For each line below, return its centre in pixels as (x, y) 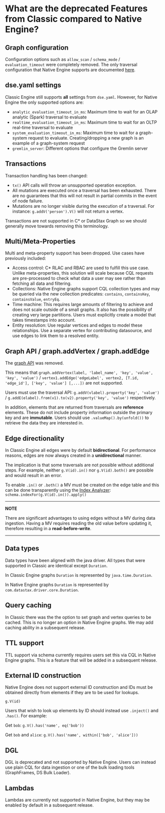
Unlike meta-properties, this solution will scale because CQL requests (83, 273)
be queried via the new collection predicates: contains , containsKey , (81, 294)
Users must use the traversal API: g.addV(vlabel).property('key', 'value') (82, 392)
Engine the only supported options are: (44, 102)
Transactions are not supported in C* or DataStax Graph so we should (76, 221)
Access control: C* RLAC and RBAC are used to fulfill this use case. (81, 268)
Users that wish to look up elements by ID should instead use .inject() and (82, 711)
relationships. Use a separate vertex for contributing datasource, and (82, 331)
